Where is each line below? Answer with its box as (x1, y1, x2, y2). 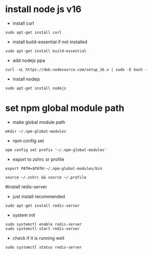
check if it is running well (12, 235, 64, 241)
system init (12, 212, 35, 218)
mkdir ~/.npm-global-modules (5, 129, 66, 134)
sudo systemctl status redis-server (5, 244, 82, 250)
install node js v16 (5, 4, 82, 15)
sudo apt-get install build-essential (5, 48, 87, 53)
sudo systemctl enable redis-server (5, 222, 82, 227)
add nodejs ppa (12, 57, 45, 63)
